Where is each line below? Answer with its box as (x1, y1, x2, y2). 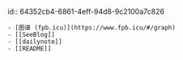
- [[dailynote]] (7, 38, 62, 46)
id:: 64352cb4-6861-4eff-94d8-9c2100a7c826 (7, 7, 165, 16)
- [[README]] (7, 45, 52, 53)
